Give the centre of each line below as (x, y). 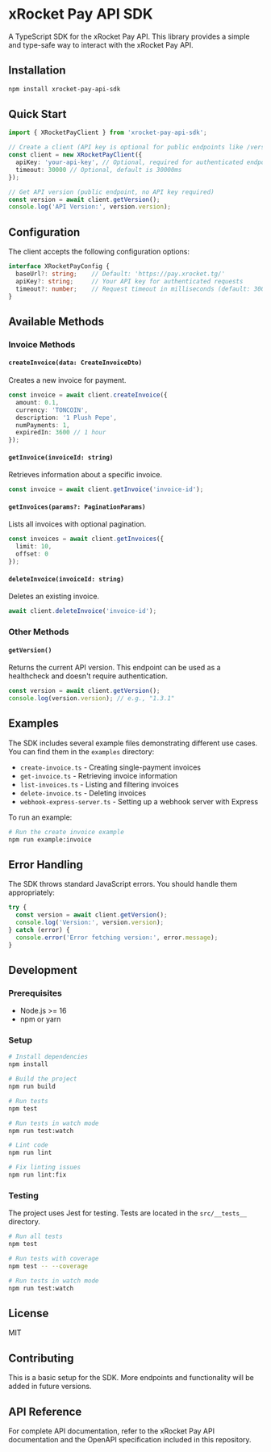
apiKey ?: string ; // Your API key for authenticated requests (129, 281)
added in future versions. (50, 1387)
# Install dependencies (48, 1057)
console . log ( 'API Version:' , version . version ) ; (90, 207)
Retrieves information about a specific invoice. (85, 475)
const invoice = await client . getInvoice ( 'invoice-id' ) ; (106, 489)
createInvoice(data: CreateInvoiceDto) (75, 363)
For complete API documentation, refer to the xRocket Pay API (112, 1431)
